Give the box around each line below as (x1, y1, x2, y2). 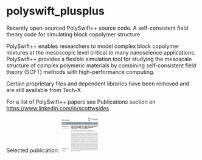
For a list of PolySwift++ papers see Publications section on (6, 98, 156, 105)
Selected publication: (6, 147, 60, 154)
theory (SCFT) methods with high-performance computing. (6, 68, 155, 75)
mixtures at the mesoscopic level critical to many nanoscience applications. (6, 48, 196, 56)
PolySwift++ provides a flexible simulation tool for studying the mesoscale (6, 55, 192, 62)
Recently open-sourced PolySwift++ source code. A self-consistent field (6, 24, 189, 32)
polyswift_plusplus (6, 4, 105, 18)
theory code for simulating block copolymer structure (6, 30, 141, 38)
